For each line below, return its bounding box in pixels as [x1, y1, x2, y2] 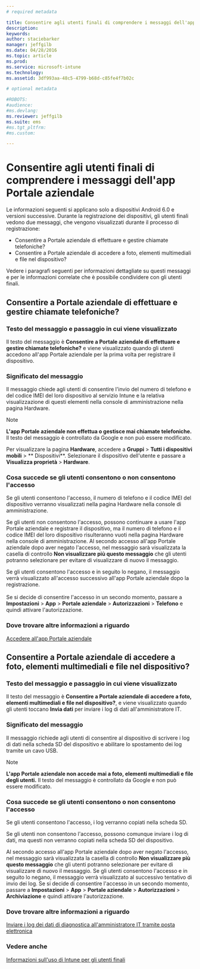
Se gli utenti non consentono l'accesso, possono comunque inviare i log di [6, 830, 189, 838]
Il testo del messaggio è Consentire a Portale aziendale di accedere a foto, [6, 693, 192, 700]
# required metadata [6, 8, 58, 15]
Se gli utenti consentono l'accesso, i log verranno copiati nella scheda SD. [6, 819, 187, 826]
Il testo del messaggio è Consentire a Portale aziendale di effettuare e [6, 338, 180, 345]
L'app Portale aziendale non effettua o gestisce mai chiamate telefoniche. [6, 428, 192, 435]
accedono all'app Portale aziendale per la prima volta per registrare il [6, 351, 176, 358]
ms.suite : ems [6, 119, 42, 125]
